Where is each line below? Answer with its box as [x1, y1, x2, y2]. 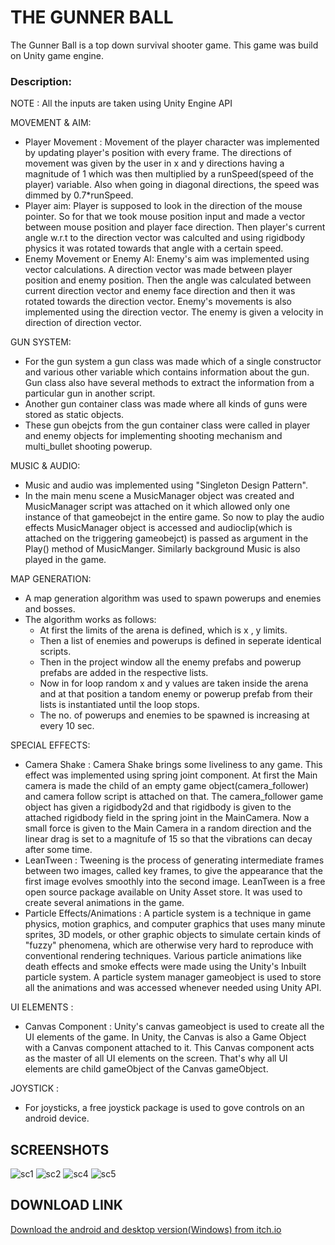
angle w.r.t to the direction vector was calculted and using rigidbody [24, 232, 306, 244]
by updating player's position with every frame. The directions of [24, 147, 292, 159]
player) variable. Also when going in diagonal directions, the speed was [24, 179, 320, 191]
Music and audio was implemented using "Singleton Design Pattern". [24, 479, 308, 491]
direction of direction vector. [24, 317, 142, 329]
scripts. [39, 646, 72, 658]
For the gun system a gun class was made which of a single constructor [24, 356, 322, 368]
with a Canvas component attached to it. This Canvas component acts [24, 1042, 315, 1054]
